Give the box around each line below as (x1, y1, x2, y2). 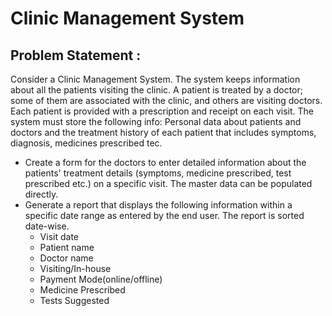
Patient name (39, 242, 95, 253)
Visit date (39, 231, 79, 242)
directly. (24, 188, 59, 200)
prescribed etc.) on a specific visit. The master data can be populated (24, 178, 313, 189)
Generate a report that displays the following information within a (24, 199, 293, 211)
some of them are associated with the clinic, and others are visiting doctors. (10, 95, 323, 106)
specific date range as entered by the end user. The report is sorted (24, 210, 305, 221)
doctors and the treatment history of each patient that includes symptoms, (10, 127, 317, 138)
